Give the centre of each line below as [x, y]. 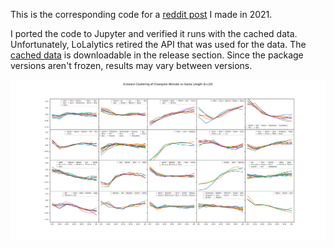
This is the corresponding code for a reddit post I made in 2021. [141, 14]
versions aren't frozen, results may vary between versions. [131, 65]
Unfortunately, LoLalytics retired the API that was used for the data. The [158, 44]
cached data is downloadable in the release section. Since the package [157, 55]
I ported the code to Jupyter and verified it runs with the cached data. [154, 33]
